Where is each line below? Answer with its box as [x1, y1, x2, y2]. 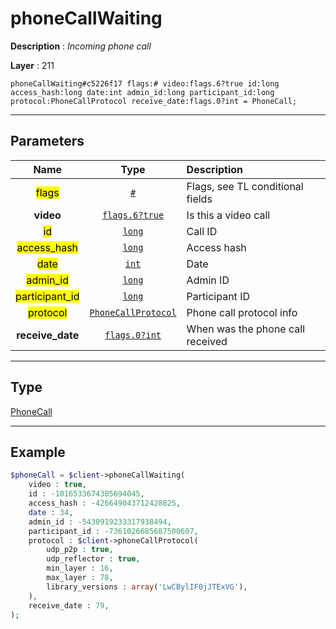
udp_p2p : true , [46, 545, 114, 555]
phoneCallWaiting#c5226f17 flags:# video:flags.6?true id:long [10, 78, 280, 89]
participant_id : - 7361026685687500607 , [28, 526, 199, 536]
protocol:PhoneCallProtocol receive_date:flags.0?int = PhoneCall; [10, 96, 298, 106]
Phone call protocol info [186, 305, 298, 319]
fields [186, 192, 213, 206]
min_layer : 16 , [46, 563, 114, 574]
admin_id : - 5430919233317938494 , [28, 517, 172, 527]
